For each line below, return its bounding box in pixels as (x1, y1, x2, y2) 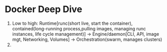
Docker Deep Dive (5, 4, 82, 15)
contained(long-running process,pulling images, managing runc (12, 25, 146, 31)
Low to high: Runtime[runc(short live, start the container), (12, 20, 133, 26)
